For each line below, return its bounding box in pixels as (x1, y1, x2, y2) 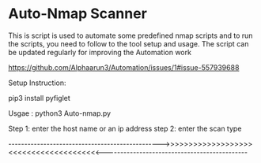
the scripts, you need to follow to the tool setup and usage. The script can (8, 39, 249, 48)
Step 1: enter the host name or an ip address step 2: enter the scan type (8, 124, 242, 133)
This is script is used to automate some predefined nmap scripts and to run (8, 31, 253, 40)
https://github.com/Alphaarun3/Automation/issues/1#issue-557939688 (8, 62, 240, 72)
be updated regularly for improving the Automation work (8, 47, 192, 57)
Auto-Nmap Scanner (8, 5, 148, 23)
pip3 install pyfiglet (8, 93, 71, 102)
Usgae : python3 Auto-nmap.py (8, 108, 112, 118)
